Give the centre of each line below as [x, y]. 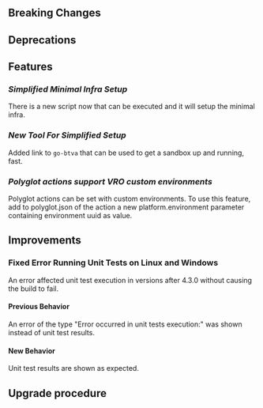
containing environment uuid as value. [70, 216]
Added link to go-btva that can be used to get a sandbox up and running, [126, 153]
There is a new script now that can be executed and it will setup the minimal [131, 107]
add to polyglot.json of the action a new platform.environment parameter [126, 207]
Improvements [45, 240]
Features [30, 67]
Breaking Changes [54, 13]
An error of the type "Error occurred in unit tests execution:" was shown [125, 324]
